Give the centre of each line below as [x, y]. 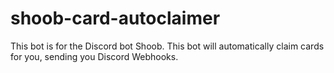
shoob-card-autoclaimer [115, 18]
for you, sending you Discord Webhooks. [94, 56]
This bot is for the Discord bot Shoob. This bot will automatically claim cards [167, 46]
